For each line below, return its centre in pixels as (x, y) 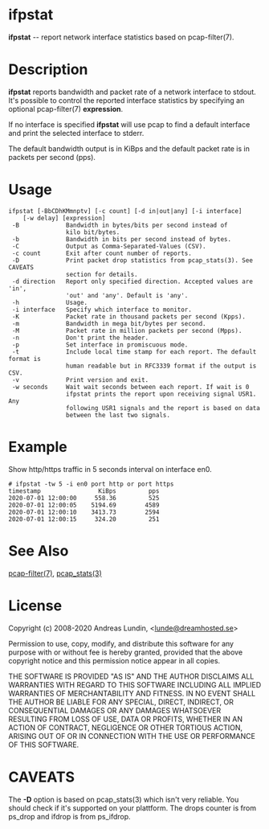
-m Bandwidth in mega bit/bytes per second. (109, 323)
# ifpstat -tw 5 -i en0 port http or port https (91, 484)
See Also (39, 550)
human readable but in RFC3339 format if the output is (161, 366)
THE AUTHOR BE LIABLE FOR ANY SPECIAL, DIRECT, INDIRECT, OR (121, 702)
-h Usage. (50, 302)
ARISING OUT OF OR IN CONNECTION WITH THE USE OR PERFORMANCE (132, 736)
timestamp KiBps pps (84, 491)
